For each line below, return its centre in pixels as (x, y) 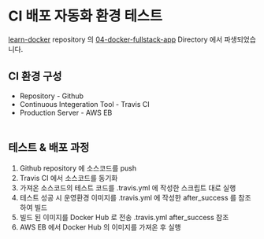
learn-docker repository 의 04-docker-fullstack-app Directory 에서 (115, 39)
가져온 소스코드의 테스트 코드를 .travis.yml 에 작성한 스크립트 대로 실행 (128, 188)
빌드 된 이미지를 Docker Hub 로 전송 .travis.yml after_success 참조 (124, 217)
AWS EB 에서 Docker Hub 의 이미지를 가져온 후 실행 (100, 227)
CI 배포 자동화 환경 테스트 (86, 16)
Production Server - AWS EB (66, 112)
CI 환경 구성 (35, 77)
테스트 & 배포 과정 (49, 147)
